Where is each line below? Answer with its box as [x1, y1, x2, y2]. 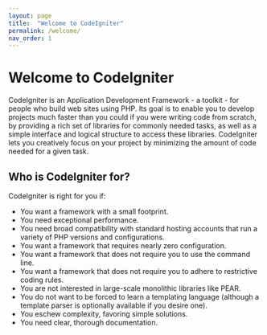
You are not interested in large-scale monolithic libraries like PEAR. [19, 284, 241, 293]
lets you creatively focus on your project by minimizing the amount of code [8, 138, 257, 148]
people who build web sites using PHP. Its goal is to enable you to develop [8, 104, 255, 113]
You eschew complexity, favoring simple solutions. [19, 309, 188, 318]
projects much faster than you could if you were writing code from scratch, [8, 112, 257, 122]
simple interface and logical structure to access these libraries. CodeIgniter [8, 129, 258, 139]
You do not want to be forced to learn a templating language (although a [19, 292, 260, 301]
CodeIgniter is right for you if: [8, 191, 106, 201]
